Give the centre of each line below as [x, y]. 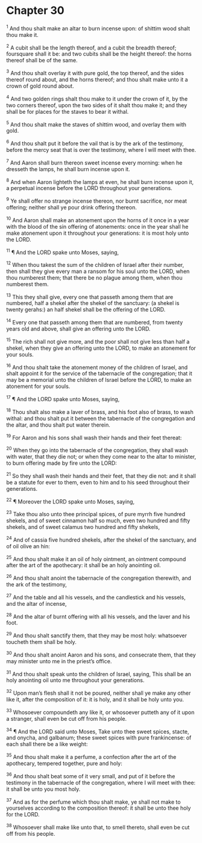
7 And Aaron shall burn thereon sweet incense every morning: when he [94, 162]
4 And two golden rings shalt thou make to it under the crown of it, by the [97, 98]
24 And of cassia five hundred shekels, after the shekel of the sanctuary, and [101, 539]
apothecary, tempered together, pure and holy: [64, 763]
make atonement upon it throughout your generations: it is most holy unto [98, 233]
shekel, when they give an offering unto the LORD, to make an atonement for [101, 348]
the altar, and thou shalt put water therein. [58, 425]
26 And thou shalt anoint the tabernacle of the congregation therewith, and [99, 577]
